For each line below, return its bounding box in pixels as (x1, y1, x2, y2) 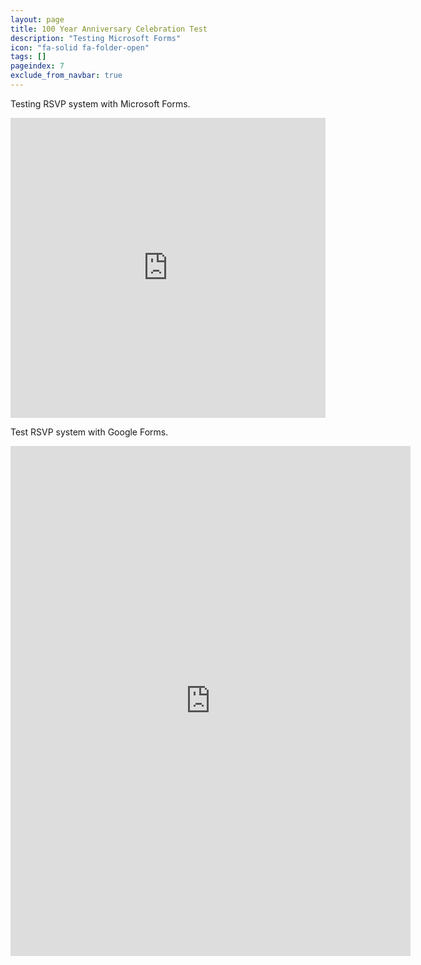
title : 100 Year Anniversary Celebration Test (10, 24, 208, 34)
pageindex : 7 (10, 61, 65, 71)
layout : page (10, 14, 65, 25)
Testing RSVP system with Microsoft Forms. (10, 97, 191, 110)
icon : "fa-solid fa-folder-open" (10, 42, 150, 53)
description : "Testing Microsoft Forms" (10, 33, 182, 43)
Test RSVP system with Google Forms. (10, 426, 169, 438)
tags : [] (10, 52, 47, 62)
